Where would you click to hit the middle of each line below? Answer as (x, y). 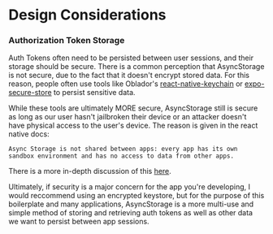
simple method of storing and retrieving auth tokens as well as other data (131, 213)
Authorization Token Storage (67, 41)
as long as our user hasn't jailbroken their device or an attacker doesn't (128, 117)
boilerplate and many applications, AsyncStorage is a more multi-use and (131, 204)
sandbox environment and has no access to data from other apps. (121, 156)
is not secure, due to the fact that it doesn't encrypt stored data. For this (129, 76)
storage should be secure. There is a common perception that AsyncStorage (136, 67)
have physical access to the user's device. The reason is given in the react (133, 126)
